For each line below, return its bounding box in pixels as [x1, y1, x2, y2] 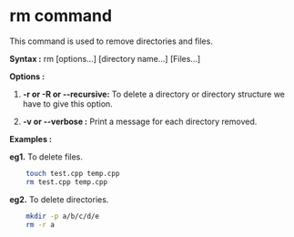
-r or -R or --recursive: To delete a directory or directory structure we [22, 88, 285, 99]
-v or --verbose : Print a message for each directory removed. [22, 116, 258, 127]
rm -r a [25, 220, 55, 229]
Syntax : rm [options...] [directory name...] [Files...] [9, 53, 201, 64]
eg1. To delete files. [9, 151, 84, 162]
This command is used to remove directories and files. [9, 36, 214, 46]
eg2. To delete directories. [9, 193, 109, 205]
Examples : [9, 133, 53, 144]
